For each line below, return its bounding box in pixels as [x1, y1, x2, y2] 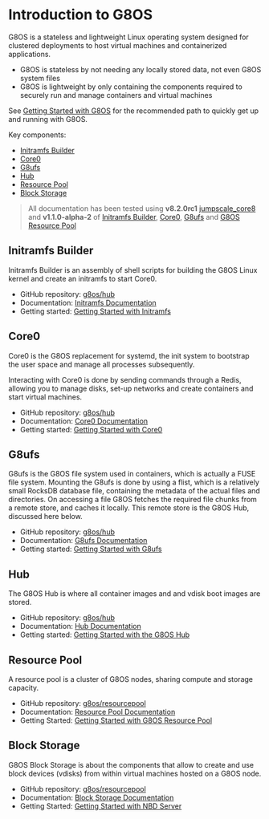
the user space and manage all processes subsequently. [8, 359, 195, 369]
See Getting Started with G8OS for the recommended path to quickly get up [8, 106, 259, 116]
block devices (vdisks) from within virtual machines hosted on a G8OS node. [8, 768, 262, 778]
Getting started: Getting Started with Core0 [19, 424, 163, 434]
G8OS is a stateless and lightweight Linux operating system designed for [8, 32, 249, 42]
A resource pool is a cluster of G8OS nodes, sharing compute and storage [8, 675, 253, 683]
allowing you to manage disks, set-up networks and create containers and [8, 383, 254, 393]
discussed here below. [8, 512, 83, 521]
